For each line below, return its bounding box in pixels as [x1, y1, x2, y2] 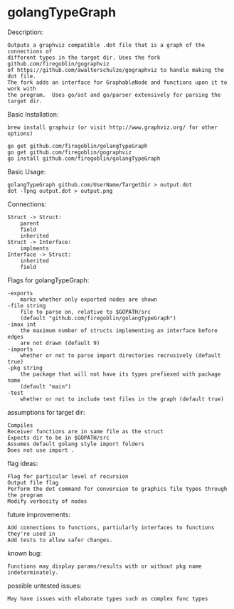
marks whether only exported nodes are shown [20, 296, 158, 303]
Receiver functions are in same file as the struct [7, 428, 164, 435]
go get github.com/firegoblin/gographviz [7, 149, 132, 156]
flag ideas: [7, 459, 38, 467]
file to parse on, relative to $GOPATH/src [20, 308, 151, 315]
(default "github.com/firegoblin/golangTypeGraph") [20, 314, 176, 322]
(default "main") [20, 383, 72, 390]
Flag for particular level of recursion [7, 472, 129, 480]
